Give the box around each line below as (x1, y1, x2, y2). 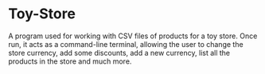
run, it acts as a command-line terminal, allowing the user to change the (8, 39, 244, 49)
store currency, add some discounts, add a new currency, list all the (8, 48, 231, 57)
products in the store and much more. (8, 56, 132, 66)
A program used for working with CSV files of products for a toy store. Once (8, 31, 258, 41)
